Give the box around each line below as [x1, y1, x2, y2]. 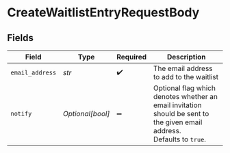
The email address [153, 64, 214, 73]
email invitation [153, 100, 202, 110]
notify [10, 110, 32, 117]
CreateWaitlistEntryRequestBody [7, 5, 200, 20]
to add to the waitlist [153, 72, 219, 81]
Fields [7, 32, 34, 44]
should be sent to [153, 109, 209, 118]
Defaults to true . [153, 135, 207, 144]
